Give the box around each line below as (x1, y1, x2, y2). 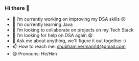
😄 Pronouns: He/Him (12, 51, 57, 57)
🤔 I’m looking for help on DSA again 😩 (12, 33, 93, 39)
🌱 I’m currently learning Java (12, 21, 73, 27)
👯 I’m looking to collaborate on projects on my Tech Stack (12, 27, 134, 33)
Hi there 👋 (5, 5, 30, 12)
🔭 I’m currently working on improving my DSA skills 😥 (12, 16, 126, 22)
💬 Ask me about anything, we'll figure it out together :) (12, 38, 126, 44)
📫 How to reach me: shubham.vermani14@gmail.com (12, 43, 126, 50)
